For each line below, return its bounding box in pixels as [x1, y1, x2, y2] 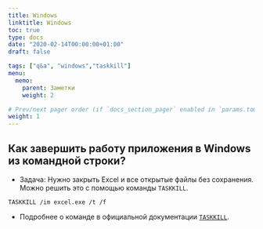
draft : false [8, 48, 51, 56]
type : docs [8, 33, 44, 42]
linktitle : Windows [8, 19, 72, 27]
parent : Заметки [22, 84, 76, 92]
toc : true [8, 26, 41, 34]
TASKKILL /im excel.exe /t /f [8, 198, 107, 206]
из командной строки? [8, 154, 127, 167]
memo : [15, 76, 34, 85]
